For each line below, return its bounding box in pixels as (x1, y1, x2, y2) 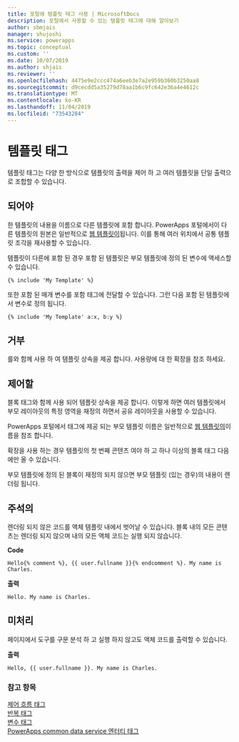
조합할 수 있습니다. (14, 177, 66, 186)
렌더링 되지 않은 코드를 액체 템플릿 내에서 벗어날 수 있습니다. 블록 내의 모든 (7, 523, 215, 531)
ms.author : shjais (7, 64, 62, 71)
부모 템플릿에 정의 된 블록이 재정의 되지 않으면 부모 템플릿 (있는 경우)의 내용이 (7, 470, 223, 479)
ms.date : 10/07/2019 (7, 57, 69, 64)
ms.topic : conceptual (7, 44, 72, 51)
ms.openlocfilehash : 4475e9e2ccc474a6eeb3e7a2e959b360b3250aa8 (7, 76, 200, 84)
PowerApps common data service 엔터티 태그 (7, 727, 139, 736)
